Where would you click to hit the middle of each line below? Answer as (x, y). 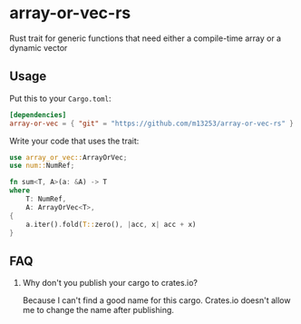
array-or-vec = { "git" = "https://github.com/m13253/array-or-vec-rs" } (152, 123)
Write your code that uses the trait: (74, 141)
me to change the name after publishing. (98, 310)
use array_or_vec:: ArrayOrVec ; (68, 157)
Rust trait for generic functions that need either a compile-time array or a (146, 38)
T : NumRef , (46, 199)
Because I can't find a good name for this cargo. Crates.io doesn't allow (156, 300)
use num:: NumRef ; (42, 166)
